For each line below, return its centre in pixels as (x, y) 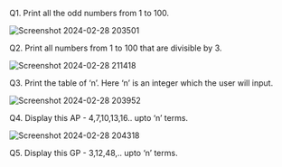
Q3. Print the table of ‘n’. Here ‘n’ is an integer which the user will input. (141, 83)
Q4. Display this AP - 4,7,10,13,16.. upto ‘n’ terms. (99, 118)
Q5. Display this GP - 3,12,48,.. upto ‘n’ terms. (94, 153)
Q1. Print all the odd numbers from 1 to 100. (89, 13)
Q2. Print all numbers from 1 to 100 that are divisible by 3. (116, 48)
